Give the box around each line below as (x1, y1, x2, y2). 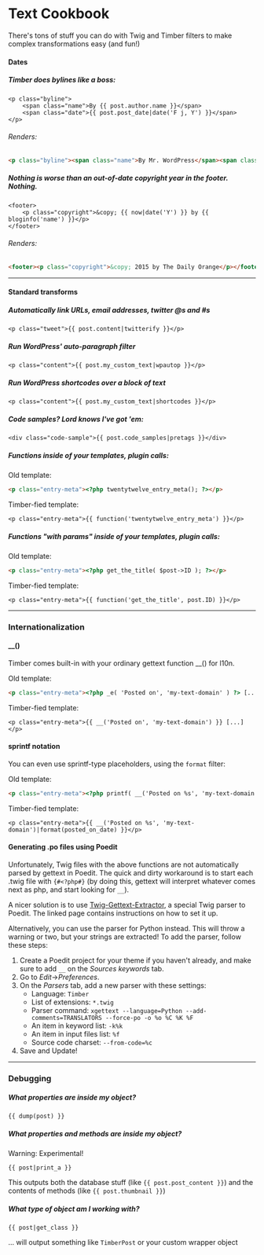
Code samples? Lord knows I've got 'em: (8, 414, 144, 424)
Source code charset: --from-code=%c (31, 1038, 153, 1048)
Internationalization (8, 622, 85, 633)
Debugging (8, 1073, 52, 1084)
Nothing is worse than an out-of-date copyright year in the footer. (8, 174, 229, 183)
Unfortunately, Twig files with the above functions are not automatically (8, 860, 240, 869)
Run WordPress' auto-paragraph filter (8, 341, 136, 350)
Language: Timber (31, 989, 90, 999)
